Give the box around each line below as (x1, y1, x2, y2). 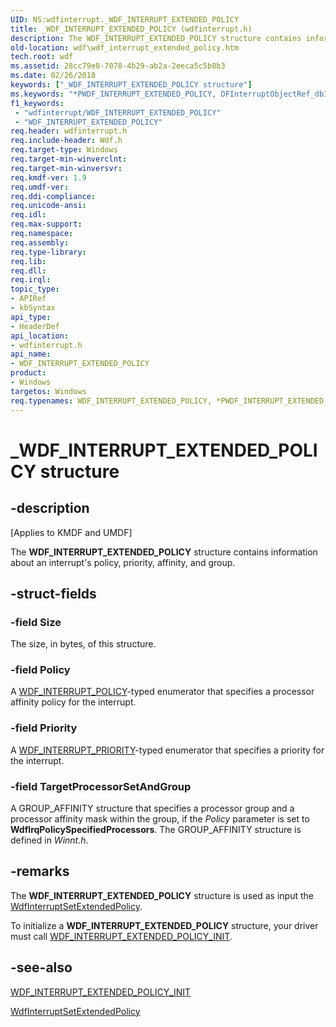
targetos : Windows (10, 386, 87, 396)
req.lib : (10, 256, 47, 266)
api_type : (10, 312, 52, 322)
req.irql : (10, 275, 52, 285)
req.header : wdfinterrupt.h (10, 126, 128, 136)
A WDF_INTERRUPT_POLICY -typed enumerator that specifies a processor (10, 686, 315, 698)
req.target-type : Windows (10, 145, 118, 155)
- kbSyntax (10, 303, 56, 313)
